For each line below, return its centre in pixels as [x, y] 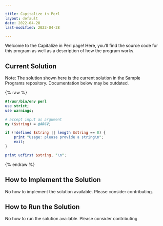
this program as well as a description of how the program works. [70, 51]
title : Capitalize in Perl [32, 14]
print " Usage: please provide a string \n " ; [59, 137]
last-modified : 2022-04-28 [32, 27]
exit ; [20, 142]
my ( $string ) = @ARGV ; [28, 124]
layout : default [21, 18]
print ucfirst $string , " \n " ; [36, 155]
